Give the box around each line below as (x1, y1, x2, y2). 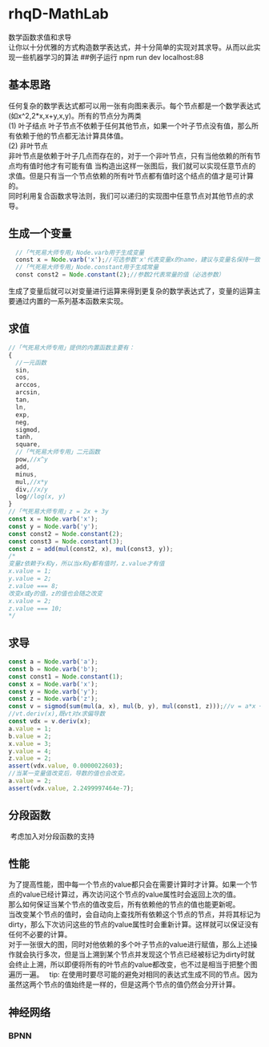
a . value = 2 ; (8, 777, 52, 785)
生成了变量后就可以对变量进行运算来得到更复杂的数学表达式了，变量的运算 (8, 286, 254, 296)
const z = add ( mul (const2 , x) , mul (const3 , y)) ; (8, 545, 174, 553)
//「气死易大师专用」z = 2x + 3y (8, 508, 110, 516)
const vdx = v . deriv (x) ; (8, 718, 91, 726)
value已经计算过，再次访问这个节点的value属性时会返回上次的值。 (22, 890, 240, 900)
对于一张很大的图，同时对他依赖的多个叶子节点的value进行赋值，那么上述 (8, 940, 251, 949)
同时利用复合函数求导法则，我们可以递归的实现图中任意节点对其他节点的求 (8, 191, 254, 200)
